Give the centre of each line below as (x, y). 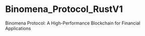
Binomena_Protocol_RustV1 (64, 9)
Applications (18, 28)
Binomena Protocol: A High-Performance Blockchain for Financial (73, 23)
